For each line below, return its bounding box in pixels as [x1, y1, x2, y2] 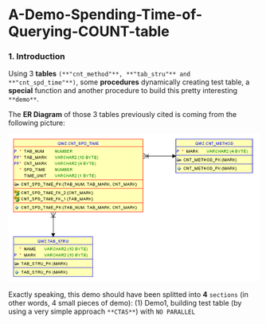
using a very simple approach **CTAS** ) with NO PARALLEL [8, 306, 196, 316]
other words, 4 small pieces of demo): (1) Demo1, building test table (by [8, 298, 242, 307]
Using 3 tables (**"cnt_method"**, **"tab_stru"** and [8, 69, 191, 79]
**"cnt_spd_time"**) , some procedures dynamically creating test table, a [8, 77, 250, 87]
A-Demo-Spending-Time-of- [8, 6, 203, 24]
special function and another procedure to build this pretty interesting [8, 86, 237, 96]
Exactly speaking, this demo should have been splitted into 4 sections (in [8, 289, 248, 299]
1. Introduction [8, 51, 65, 62]
